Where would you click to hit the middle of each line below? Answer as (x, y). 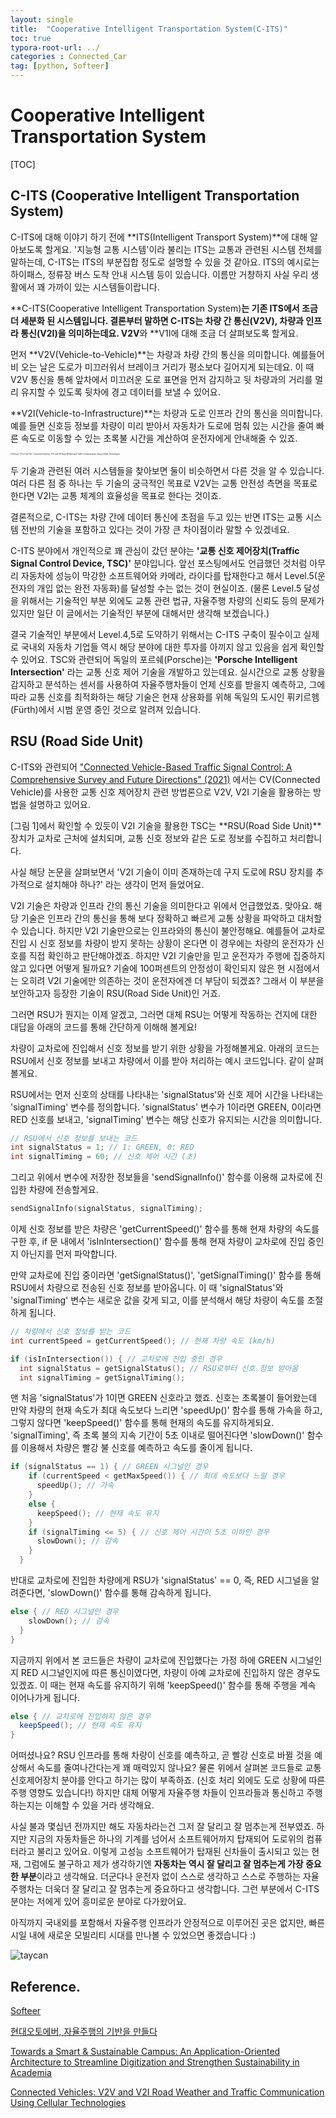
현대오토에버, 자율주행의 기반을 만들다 (84, 2031)
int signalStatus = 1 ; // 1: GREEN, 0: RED (102, 1147)
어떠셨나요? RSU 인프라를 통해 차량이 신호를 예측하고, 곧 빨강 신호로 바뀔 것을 (161, 1755)
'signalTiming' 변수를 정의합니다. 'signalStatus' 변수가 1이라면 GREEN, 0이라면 (166, 1107)
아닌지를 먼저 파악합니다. (69, 1254)
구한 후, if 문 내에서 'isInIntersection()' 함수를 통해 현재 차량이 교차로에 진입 (158, 1242)
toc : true (31, 38)
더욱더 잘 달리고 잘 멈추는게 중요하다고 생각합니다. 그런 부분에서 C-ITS (182, 1889)
